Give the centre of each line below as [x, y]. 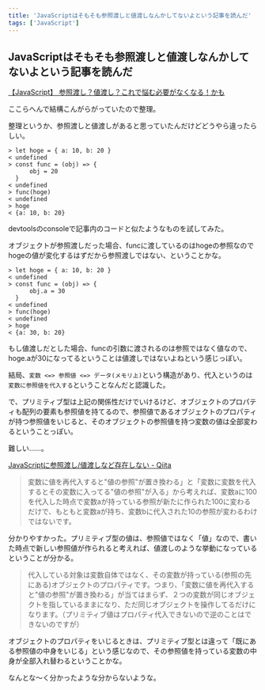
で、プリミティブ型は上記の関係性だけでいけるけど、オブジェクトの [119, 402]
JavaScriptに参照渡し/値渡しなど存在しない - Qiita [90, 465]
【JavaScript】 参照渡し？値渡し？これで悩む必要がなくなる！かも [117, 93]
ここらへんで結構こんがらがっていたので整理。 [84, 109]
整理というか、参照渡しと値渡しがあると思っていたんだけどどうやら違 [123, 126]
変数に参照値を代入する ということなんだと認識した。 [89, 385]
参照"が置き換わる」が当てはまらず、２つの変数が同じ [140, 595]
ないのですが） [59, 624]
